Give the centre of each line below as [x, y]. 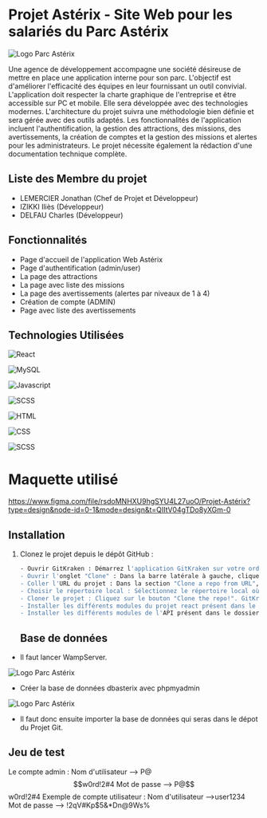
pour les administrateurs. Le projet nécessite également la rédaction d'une [130, 145]
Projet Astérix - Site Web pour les [120, 15]
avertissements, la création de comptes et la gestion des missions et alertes [133, 136]
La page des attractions [59, 276]
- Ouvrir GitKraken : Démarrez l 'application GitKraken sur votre [132, 569]
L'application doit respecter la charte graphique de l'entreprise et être [122, 94]
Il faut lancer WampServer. [63, 657]
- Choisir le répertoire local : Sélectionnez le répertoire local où [139, 591]
